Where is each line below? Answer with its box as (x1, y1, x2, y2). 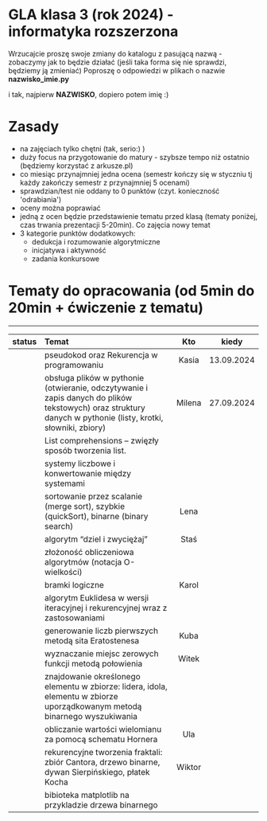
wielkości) (44, 566, 83, 577)
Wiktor (176, 761, 201, 772)
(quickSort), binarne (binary (44, 510, 149, 522)
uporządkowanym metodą (44, 701, 142, 712)
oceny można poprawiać (19, 203, 101, 213)
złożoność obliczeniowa (44, 546, 134, 557)
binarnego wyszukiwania (44, 710, 137, 721)
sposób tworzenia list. (44, 444, 127, 455)
